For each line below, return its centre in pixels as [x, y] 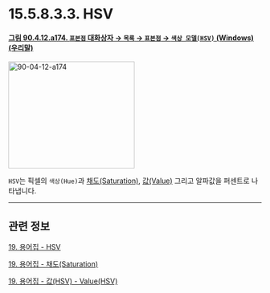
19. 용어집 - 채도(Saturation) [53, 264]
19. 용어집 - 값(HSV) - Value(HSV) [63, 281]
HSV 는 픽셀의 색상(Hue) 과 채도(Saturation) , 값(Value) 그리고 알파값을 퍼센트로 [129, 181]
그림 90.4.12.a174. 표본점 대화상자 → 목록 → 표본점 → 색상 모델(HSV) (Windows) [131, 38]
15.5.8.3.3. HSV [61, 14]
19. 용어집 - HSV [35, 247]
